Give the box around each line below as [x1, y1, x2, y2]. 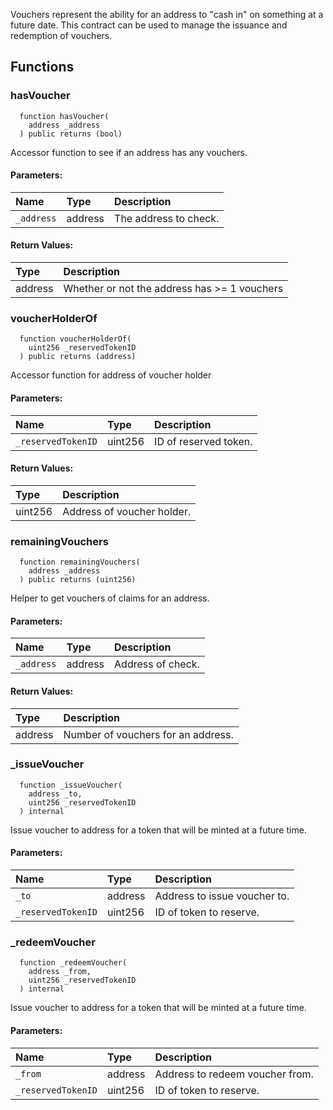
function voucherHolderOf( [19, 334, 132, 344]
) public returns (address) [19, 352, 137, 362]
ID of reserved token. [154, 434, 253, 448]
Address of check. [114, 657, 200, 671]
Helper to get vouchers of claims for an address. [10, 592, 210, 604]
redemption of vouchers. [10, 30, 113, 41]
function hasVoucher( [19, 111, 110, 121]
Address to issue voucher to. [154, 889, 290, 903]
